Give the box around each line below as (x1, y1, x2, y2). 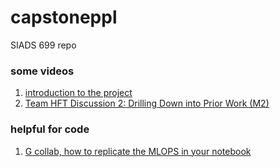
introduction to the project (24, 87, 133, 99)
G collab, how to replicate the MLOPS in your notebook (24, 145, 252, 157)
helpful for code (10, 122, 90, 136)
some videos (10, 64, 75, 78)
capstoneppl (10, 6, 118, 29)
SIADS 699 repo (10, 39, 77, 51)
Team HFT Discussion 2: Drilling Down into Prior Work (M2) (24, 97, 270, 110)
